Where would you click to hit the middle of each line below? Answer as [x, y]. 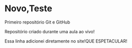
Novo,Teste [28, 9]
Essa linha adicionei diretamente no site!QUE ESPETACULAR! [66, 41]
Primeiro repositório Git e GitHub [37, 22]
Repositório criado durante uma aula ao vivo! [50, 31]
